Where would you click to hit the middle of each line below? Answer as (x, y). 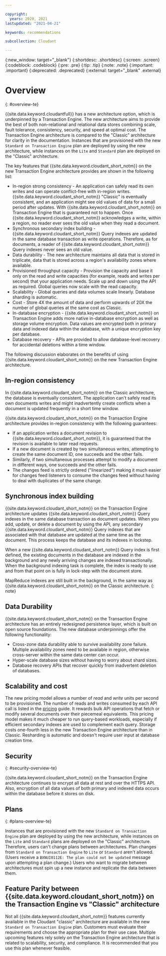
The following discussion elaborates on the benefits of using (67, 354)
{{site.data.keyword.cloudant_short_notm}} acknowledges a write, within (86, 218)
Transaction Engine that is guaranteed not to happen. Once (73, 212)
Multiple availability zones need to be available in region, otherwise (81, 649)
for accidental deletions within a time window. (59, 345)
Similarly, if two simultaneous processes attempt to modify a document (85, 459)
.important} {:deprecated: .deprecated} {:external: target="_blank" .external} (83, 71)
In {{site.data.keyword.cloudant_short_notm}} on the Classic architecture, (80, 392)
